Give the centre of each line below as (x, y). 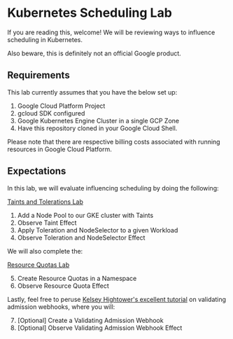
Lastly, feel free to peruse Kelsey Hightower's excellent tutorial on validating (116, 299)
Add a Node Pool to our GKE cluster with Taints (85, 215)
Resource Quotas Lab (38, 265)
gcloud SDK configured (51, 113)
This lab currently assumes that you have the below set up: (92, 92)
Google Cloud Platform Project (61, 106)
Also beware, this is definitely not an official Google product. (94, 53)
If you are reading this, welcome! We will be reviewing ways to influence (111, 32)
